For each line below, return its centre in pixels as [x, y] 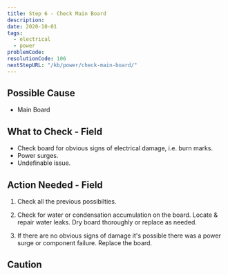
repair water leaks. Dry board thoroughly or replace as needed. [107, 222]
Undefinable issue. [44, 163]
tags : [15, 33]
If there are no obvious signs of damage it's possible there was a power [119, 236]
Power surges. [38, 156]
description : [26, 20]
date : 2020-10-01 [32, 26]
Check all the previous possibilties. [67, 202]
